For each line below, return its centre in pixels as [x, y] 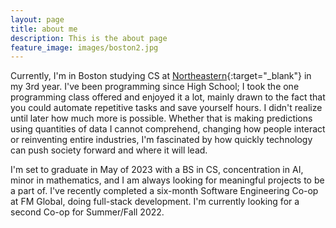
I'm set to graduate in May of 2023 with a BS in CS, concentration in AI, [157, 170]
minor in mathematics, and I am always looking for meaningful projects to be [167, 180]
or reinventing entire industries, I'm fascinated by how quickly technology [161, 140]
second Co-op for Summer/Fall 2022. [87, 212]
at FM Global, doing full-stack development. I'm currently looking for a [155, 202]
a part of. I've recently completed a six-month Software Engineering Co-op [164, 191]
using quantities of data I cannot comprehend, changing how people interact [168, 129]
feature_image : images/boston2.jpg [84, 47]
